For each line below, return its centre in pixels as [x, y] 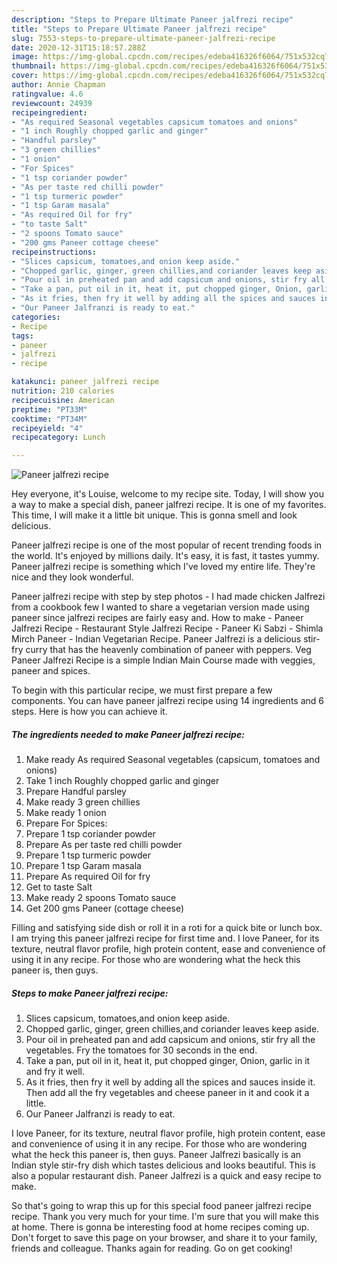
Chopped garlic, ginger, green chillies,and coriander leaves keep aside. [172, 1029]
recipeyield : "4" [47, 428]
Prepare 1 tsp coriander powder [90, 834]
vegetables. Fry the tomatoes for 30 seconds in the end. [141, 1050]
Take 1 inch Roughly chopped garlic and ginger [122, 781]
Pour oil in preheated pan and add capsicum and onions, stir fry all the [170, 1040]
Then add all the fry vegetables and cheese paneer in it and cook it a [167, 1093]
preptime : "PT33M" [49, 409]
